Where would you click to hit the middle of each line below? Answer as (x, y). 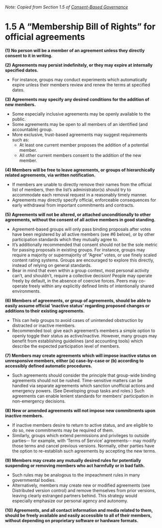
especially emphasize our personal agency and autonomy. (70, 501)
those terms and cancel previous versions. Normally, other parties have (83, 446)
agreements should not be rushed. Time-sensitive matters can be (77, 380)
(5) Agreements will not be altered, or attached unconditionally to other (78, 214)
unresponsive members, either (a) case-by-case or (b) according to (74, 361)
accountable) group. (32, 129)
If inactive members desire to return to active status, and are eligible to (82, 425)
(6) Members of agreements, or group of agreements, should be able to (78, 300)
